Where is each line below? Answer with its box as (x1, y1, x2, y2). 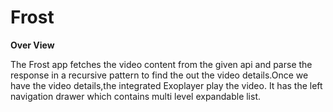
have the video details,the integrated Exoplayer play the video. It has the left (10, 79, 323, 91)
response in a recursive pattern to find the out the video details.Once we (10, 69, 309, 81)
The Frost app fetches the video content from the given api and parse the (10, 58, 313, 70)
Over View (10, 39, 55, 51)
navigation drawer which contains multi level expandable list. (10, 90, 262, 102)
